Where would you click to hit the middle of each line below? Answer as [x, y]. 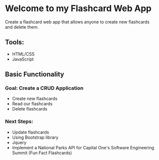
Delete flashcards [30, 109]
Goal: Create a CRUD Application [44, 88]
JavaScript [23, 59]
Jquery [19, 142]
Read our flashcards [32, 104]
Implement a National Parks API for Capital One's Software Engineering [83, 147]
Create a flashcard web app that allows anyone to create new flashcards [77, 22]
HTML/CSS [23, 54]
